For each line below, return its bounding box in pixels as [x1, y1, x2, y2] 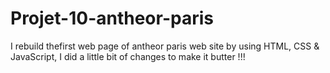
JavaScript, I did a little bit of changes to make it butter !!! [10, 50, 246, 62]
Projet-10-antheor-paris [10, 7, 214, 30]
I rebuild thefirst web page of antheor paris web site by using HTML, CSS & [10, 40, 320, 52]
